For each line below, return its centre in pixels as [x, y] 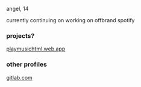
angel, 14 [17, 9]
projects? [20, 35]
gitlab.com [20, 77]
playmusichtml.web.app [36, 49]
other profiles [27, 64]
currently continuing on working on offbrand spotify [70, 20]
